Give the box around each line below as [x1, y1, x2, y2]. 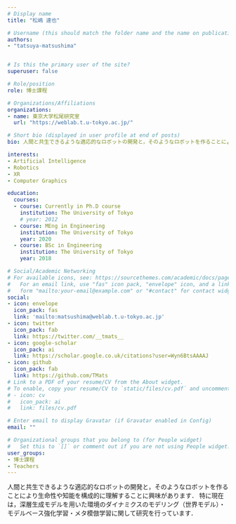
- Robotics [7, 164, 39, 171]
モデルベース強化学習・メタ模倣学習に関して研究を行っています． [7, 509, 197, 518]
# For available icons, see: [7, 274, 93, 281]
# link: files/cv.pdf [7, 405, 77, 412]
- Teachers [7, 462, 39, 470]
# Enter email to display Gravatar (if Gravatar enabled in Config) [7, 417, 212, 424]
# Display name [7, 10, 52, 18]
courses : [13, 196, 39, 203]
